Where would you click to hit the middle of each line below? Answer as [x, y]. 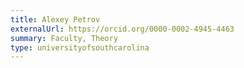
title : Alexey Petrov [55, 19]
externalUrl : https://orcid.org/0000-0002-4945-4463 [122, 29]
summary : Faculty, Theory [64, 38]
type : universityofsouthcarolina [80, 47]
